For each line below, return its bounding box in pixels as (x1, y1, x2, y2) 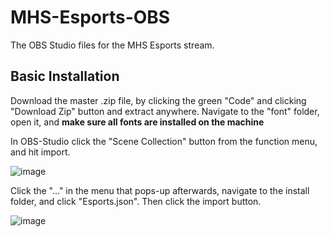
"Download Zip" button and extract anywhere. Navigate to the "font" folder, (10, 105, 320, 117)
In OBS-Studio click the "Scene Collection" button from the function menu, (10, 135, 318, 147)
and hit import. (10, 146, 71, 158)
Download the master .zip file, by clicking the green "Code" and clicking (10, 94, 307, 106)
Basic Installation (10, 68, 120, 85)
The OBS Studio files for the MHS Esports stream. (10, 39, 215, 51)
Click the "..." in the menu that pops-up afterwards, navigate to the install (10, 184, 310, 196)
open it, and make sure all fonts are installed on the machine (10, 116, 265, 128)
